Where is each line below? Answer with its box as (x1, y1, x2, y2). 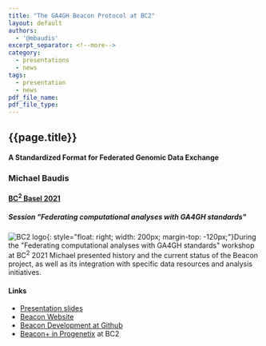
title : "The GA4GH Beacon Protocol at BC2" (8, 11, 156, 20)
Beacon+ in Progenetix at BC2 (19, 329, 120, 339)
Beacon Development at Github (19, 320, 123, 330)
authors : (8, 26, 38, 34)
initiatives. (8, 267, 42, 276)
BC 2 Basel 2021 (8, 193, 62, 204)
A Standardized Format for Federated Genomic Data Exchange (8, 153, 220, 162)
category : (8, 49, 42, 57)
